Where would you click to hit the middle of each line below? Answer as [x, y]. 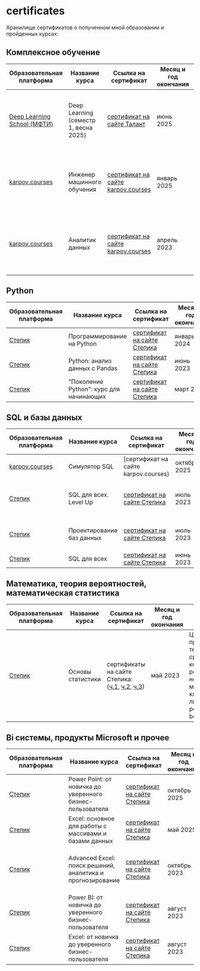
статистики [85, 679]
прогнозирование [94, 880]
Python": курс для [94, 389]
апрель [167, 240]
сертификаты [126, 665]
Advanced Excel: [92, 858]
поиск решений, [91, 865]
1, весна [80, 127]
